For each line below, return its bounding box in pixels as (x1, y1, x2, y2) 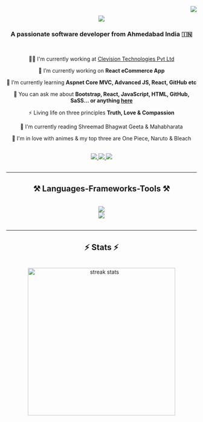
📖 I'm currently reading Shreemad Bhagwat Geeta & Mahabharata (20, 123, 183, 130)
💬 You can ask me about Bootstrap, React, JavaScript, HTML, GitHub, (13, 91, 190, 98)
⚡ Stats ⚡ (84, 242, 119, 252)
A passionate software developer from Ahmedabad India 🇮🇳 (10, 30, 193, 39)
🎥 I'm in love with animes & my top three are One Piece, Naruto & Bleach (11, 135, 192, 142)
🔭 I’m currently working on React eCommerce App (38, 67, 165, 74)
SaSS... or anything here (70, 97, 133, 104)
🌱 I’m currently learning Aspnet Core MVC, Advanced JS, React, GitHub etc (6, 79, 197, 86)
